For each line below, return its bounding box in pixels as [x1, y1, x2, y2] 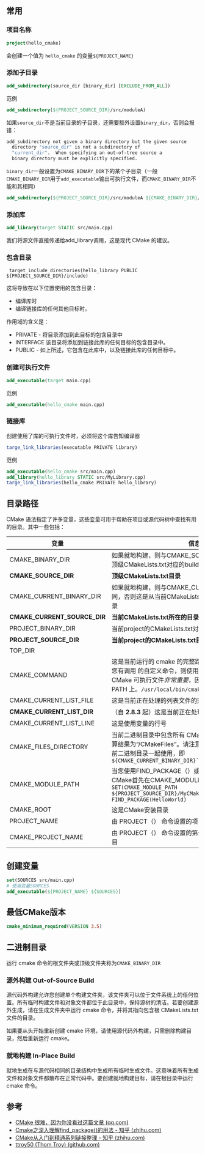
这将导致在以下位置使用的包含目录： [6, 284, 98, 292]
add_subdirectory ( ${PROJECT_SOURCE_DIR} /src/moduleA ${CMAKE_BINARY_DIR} [6, 195, 198, 201]
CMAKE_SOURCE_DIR [9, 571, 74, 580]
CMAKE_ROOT [9, 805, 52, 814]
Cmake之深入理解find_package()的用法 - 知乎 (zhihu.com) [15, 1126, 162, 1134]
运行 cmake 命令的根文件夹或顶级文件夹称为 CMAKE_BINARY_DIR [6, 960, 161, 967]
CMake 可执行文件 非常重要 [112, 676, 189, 684]
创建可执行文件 [6, 363, 51, 372]
